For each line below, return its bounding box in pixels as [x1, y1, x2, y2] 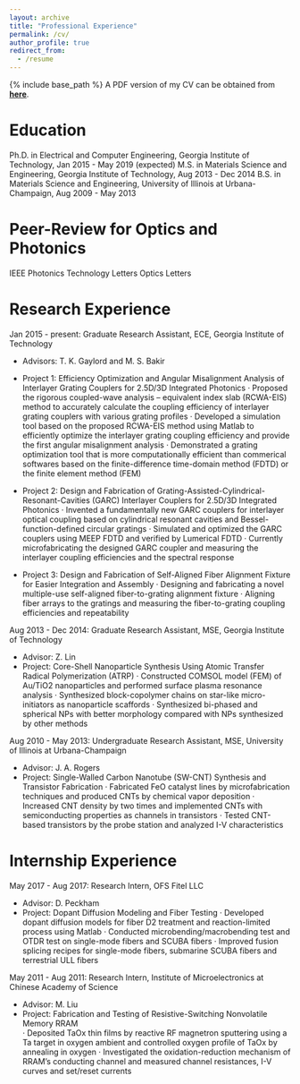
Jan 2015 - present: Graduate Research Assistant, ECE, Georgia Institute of [9, 329, 285, 339]
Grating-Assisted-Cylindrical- [156, 485, 266, 496]
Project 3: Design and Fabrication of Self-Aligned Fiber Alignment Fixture [21, 569, 291, 580]
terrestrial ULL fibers [21, 954, 99, 965]
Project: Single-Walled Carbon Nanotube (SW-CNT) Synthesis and [21, 772, 266, 782]
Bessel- [240, 514, 270, 525]
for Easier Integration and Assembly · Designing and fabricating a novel [21, 578, 284, 589]
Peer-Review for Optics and [9, 219, 219, 240]
